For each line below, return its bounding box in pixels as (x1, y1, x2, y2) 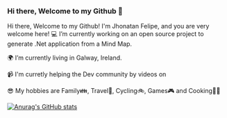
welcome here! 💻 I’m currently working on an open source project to (7, 30, 204, 38)
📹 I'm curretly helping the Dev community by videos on (7, 70, 167, 78)
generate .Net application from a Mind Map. (7, 40, 133, 48)
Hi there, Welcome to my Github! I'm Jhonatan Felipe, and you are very (7, 22, 210, 31)
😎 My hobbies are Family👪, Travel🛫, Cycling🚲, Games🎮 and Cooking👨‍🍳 (7, 87, 221, 95)
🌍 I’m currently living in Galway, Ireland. (7, 53, 123, 62)
